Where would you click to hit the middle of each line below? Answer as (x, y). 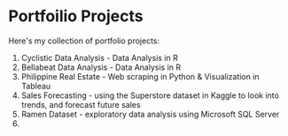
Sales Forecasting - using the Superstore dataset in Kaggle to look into (150, 95)
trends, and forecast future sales (81, 104)
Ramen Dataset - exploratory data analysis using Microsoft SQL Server (150, 114)
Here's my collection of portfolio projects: (84, 41)
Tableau (36, 86)
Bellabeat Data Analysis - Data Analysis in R (101, 67)
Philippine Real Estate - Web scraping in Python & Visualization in (140, 76)
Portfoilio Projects (76, 16)
